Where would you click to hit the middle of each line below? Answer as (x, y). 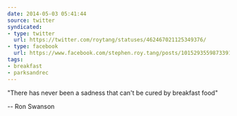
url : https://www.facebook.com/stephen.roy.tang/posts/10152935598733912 (124, 53)
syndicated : (25, 27)
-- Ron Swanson (31, 106)
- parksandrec (28, 72)
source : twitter (31, 20)
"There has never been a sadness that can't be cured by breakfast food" (113, 93)
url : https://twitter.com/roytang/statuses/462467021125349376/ (110, 40)
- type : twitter (31, 33)
